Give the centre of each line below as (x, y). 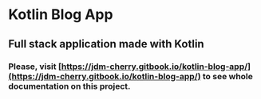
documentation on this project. (69, 86)
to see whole (228, 76)
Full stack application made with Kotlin (107, 44)
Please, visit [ (35, 67)
